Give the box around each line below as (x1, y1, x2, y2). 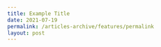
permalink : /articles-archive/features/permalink (7, 23, 155, 30)
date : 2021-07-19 (7, 17, 58, 23)
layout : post (7, 29, 45, 37)
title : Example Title (7, 10, 70, 17)
